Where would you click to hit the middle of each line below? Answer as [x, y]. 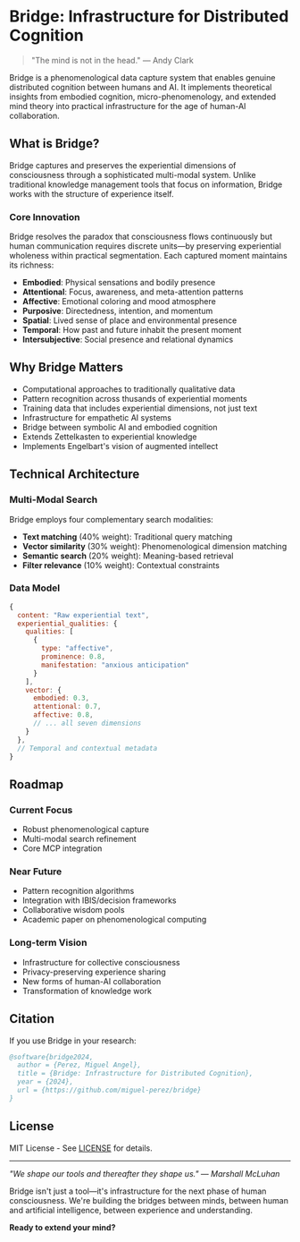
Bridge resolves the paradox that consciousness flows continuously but [141, 237]
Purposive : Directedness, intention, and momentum [117, 311]
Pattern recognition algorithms [78, 891]
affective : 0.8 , [63, 715]
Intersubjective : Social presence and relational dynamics [128, 340]
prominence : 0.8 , [73, 657]
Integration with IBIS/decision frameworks [99, 900]
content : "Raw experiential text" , [83, 615]
